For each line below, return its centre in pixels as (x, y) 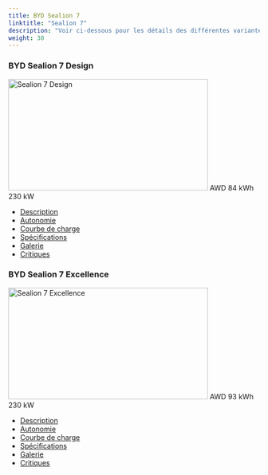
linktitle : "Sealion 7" (48, 23)
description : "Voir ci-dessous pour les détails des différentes (119, 30)
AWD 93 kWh (231, 396)
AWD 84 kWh (232, 187)
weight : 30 (26, 38)
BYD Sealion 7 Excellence (59, 274)
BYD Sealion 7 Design (51, 66)
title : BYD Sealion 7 (44, 16)
